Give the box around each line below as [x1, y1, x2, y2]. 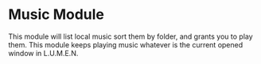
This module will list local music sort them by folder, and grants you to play [8, 32, 253, 41]
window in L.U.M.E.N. [8, 48, 79, 58]
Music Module [8, 6, 105, 24]
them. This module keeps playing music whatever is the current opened [8, 40, 243, 49]
